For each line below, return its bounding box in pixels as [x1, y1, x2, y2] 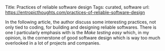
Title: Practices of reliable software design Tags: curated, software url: [5, 4, 150, 10]
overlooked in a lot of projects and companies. [5, 40, 101, 46]
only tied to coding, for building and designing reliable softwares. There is [5, 24, 157, 30]
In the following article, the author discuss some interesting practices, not [5, 19, 156, 25]
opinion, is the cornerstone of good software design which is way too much [5, 35, 161, 41]
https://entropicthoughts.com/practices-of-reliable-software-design [5, 9, 146, 15]
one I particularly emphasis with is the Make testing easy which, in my [5, 30, 150, 35]
